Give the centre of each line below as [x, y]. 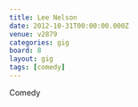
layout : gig [31, 59]
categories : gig [39, 42]
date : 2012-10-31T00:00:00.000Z [69, 26]
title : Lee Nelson [43, 17]
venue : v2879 [33, 34]
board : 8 [25, 51]
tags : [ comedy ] [37, 68]
